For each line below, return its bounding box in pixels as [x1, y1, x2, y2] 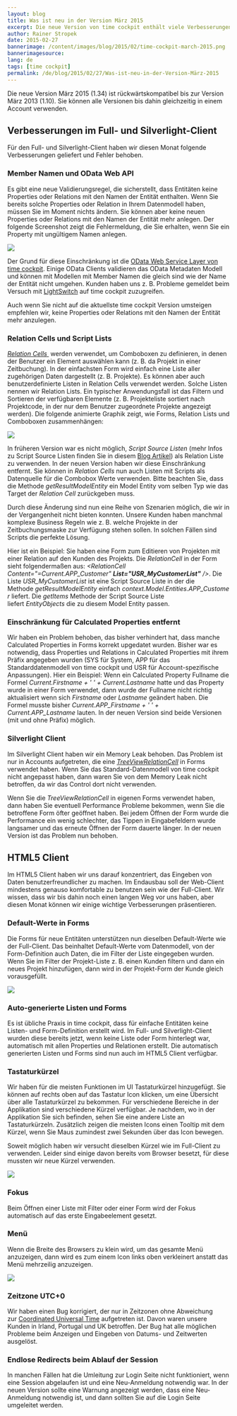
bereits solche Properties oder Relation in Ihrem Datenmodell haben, [7, 200, 206, 208]
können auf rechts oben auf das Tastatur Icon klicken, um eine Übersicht [7, 1090, 219, 1099]
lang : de [7, 57, 33, 64]
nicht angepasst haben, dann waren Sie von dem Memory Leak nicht [7, 772, 207, 781]
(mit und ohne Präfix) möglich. [7, 716, 96, 724]
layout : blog [7, 10, 46, 18]
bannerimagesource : [7, 50, 65, 57]
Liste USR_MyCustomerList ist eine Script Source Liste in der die [7, 576, 195, 585]
